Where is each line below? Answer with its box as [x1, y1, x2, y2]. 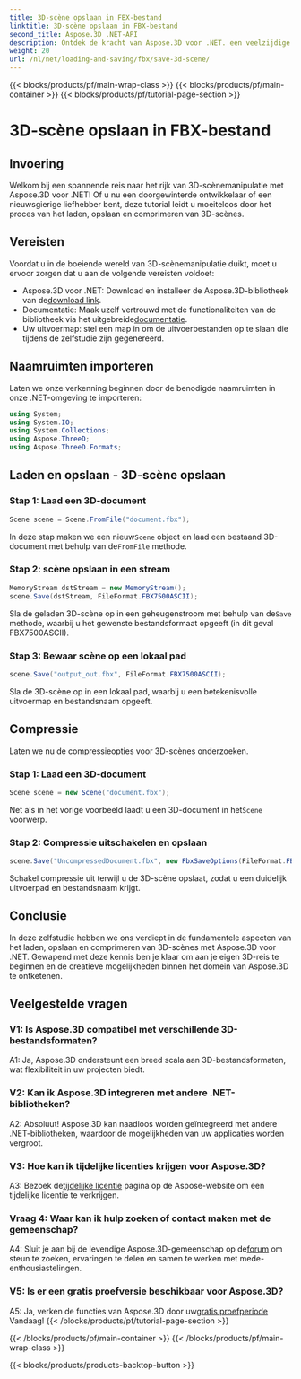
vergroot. [9, 1137, 43, 1148]
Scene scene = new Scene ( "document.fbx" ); [9, 788, 170, 797]
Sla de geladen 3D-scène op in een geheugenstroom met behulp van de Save [9, 607, 292, 619]
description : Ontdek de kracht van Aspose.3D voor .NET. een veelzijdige [9, 38, 291, 48]
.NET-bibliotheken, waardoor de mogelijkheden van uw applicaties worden [9, 1128, 285, 1139]
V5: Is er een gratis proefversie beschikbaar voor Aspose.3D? [9, 1285, 284, 1297]
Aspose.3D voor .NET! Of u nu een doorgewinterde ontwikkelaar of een [9, 189, 272, 200]
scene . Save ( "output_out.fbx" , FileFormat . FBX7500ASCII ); [9, 669, 227, 678]
